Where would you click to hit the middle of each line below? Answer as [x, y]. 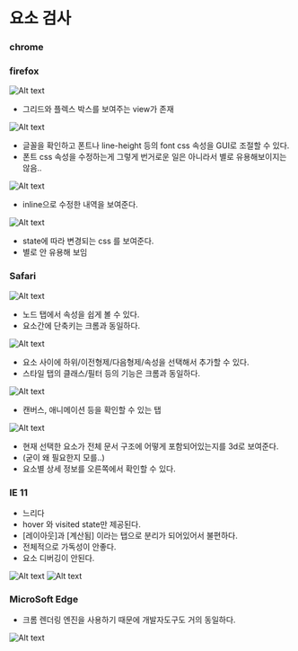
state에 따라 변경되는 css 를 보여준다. [88, 241]
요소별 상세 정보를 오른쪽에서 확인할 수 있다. [99, 469]
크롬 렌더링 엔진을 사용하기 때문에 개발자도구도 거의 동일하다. [129, 620]
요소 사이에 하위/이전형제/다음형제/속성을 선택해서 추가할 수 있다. [136, 362]
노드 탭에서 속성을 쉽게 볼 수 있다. [81, 314]
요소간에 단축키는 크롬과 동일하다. [81, 325]
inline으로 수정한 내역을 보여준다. [80, 205]
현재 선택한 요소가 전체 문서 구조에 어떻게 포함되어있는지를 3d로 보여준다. [150, 446]
